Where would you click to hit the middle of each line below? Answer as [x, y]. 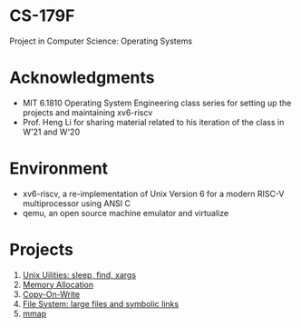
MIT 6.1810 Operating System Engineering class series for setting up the [157, 103]
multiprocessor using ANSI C [77, 203]
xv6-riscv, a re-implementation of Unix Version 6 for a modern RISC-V [153, 194]
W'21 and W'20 [51, 132]
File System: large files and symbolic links [101, 303]
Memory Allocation [58, 284]
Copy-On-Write [51, 294]
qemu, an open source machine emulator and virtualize [126, 213]
